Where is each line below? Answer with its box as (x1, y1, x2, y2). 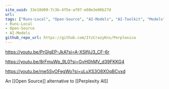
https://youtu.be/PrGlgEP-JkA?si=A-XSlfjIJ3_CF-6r (5, 48, 110, 55)
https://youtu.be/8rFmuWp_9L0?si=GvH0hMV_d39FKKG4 (5, 58, 125, 64)
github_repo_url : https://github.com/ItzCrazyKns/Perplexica (5, 35, 136, 40)
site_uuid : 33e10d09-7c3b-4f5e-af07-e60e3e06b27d (5, 7, 112, 12)
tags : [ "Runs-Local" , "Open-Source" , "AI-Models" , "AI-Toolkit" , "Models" (5, 16, 165, 21)
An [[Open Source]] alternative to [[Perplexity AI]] (5, 78, 108, 84)
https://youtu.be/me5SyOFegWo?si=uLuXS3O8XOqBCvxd (5, 68, 126, 74)
